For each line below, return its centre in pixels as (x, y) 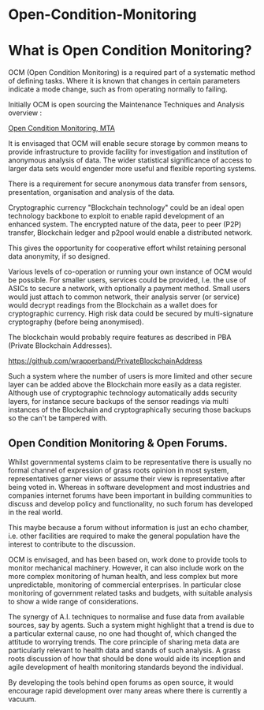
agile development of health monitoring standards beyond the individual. (126, 667)
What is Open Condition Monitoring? (130, 51)
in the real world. (35, 512)
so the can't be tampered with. (58, 418)
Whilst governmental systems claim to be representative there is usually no (130, 461)
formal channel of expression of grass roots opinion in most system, (119, 470)
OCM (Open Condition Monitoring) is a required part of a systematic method (132, 73)
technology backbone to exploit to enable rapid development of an (116, 216)
